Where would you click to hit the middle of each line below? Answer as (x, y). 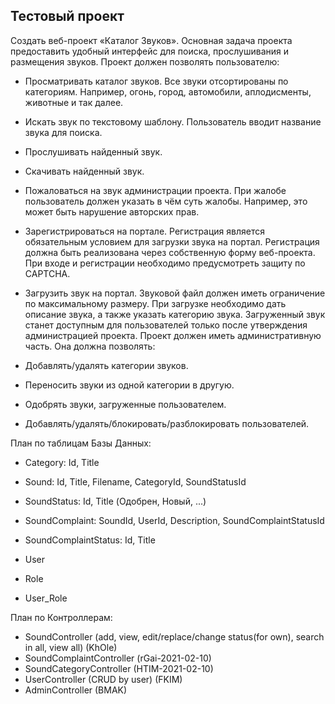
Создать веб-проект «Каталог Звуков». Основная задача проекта (151, 40)
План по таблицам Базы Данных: (81, 443)
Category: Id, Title (62, 462)
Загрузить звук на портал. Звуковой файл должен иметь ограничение (175, 293)
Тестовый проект (67, 16)
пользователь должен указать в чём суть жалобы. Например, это (166, 201)
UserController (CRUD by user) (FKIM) (103, 679)
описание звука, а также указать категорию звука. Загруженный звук (175, 314)
